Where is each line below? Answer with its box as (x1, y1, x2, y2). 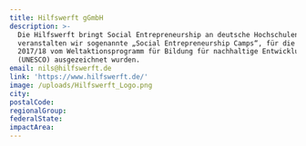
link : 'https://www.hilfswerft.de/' (9, 73, 148, 82)
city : (9, 89, 30, 98)
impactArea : (9, 123, 55, 132)
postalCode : (9, 97, 55, 107)
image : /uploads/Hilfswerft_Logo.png (9, 81, 153, 90)
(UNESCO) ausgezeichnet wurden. (17, 55, 141, 64)
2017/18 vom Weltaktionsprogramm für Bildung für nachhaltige (17, 47, 259, 56)
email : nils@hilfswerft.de (9, 64, 112, 73)
